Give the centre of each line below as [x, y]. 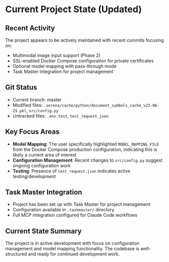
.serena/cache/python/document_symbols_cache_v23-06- [101, 105]
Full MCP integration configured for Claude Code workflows [75, 215]
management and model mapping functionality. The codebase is [72, 249]
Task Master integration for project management [63, 71]
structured [16, 254]
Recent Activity [30, 28]
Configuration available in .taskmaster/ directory [64, 210]
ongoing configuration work [41, 165]
